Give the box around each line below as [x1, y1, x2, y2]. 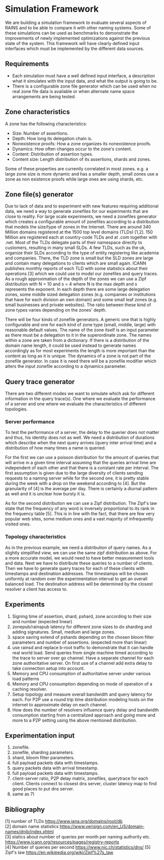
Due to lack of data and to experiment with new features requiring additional [5, 203, 159, 209]
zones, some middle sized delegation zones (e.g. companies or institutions [5, 292, 156, 297]
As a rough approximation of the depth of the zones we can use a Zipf [5, 276, 146, 282]
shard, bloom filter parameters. [12, 755, 75, 761]
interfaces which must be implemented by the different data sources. [5, 45, 144, 51]
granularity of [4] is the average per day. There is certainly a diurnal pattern [5, 486, 158, 492]
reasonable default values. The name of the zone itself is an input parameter [5, 327, 159, 333]
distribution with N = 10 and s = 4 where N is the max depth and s [5, 281, 138, 287]
